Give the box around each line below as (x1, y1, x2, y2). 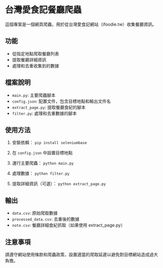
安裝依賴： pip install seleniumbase (12, 140, 87, 145)
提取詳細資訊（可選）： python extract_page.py (12, 181, 106, 187)
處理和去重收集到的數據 (12, 63, 59, 68)
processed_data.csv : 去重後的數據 (12, 216, 80, 222)
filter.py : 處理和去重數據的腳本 (12, 110, 77, 116)
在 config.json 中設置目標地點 (12, 150, 73, 156)
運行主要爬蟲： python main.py (12, 160, 74, 166)
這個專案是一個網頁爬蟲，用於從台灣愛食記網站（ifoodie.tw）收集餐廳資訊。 (5, 21, 157, 27)
